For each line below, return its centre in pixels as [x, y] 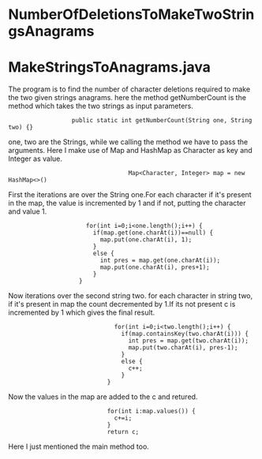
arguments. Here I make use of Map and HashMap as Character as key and [130, 151]
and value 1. [28, 211]
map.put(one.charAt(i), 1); [146, 240]
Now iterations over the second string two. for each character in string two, [131, 296]
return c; [123, 432]
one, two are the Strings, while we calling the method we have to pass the [128, 142]
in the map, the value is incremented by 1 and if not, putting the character [127, 203]
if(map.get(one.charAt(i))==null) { [153, 233]
